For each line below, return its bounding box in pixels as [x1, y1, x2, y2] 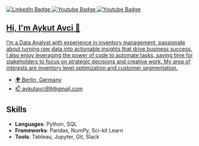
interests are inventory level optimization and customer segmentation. [6, 64, 178, 71]
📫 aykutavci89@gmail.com [14, 85, 83, 92]
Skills [6, 104, 27, 115]
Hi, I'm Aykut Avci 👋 [6, 23, 81, 33]
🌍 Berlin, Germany [14, 76, 62, 83]
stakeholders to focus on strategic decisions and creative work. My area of [6, 58, 191, 65]
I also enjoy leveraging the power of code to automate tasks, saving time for [6, 51, 193, 58]
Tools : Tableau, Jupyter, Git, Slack [14, 133, 100, 140]
